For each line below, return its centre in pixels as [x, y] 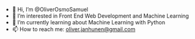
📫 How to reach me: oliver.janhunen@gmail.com [74, 29]
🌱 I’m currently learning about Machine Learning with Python [89, 22]
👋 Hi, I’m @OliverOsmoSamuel [50, 9]
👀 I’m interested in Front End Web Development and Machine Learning [101, 16]
